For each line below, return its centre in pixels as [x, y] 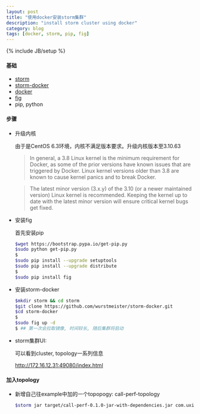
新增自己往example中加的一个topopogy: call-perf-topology [87, 394]
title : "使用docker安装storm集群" [46, 17]
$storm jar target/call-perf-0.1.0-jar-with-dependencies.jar [94, 406]
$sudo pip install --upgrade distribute [66, 266]
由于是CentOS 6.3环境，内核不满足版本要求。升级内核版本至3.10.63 [98, 146]
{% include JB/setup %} [36, 51]
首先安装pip [29, 232]
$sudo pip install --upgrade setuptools [66, 260]
